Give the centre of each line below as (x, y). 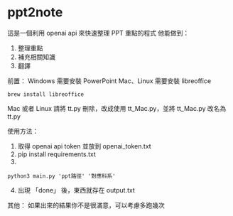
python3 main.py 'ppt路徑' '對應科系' (61, 176)
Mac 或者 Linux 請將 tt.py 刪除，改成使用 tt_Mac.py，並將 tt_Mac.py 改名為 (117, 108)
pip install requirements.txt (56, 154)
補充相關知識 (36, 57)
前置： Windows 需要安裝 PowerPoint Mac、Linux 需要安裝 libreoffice (109, 81)
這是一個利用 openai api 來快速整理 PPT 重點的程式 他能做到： (98, 33)
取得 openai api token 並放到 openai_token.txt (84, 146)
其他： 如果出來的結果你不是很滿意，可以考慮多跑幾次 (86, 205)
